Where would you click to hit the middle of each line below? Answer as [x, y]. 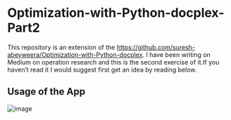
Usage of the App [46, 92]
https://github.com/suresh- [156, 47]
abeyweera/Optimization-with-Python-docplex [75, 55]
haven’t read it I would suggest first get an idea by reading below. [102, 69]
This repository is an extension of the [61, 47]
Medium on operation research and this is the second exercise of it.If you [113, 62]
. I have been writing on [177, 55]
